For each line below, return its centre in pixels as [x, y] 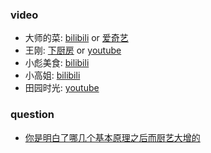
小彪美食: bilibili [57, 63]
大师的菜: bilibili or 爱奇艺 [76, 38]
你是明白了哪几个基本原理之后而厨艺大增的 [112, 137]
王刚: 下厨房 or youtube [73, 50]
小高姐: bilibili [52, 75]
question [32, 115]
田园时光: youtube [62, 88]
